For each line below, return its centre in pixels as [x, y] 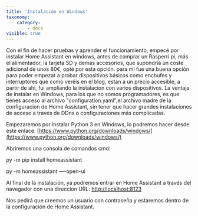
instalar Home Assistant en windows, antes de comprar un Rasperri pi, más [97, 57]
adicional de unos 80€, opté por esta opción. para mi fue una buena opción [98, 69]
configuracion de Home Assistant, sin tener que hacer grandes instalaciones [99, 107]
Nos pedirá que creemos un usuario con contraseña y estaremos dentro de [98, 201]
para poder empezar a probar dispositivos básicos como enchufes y [89, 76]
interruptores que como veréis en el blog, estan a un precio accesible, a [93, 82]
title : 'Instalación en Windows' [47, 12]
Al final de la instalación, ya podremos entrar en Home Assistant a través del [99, 183]
